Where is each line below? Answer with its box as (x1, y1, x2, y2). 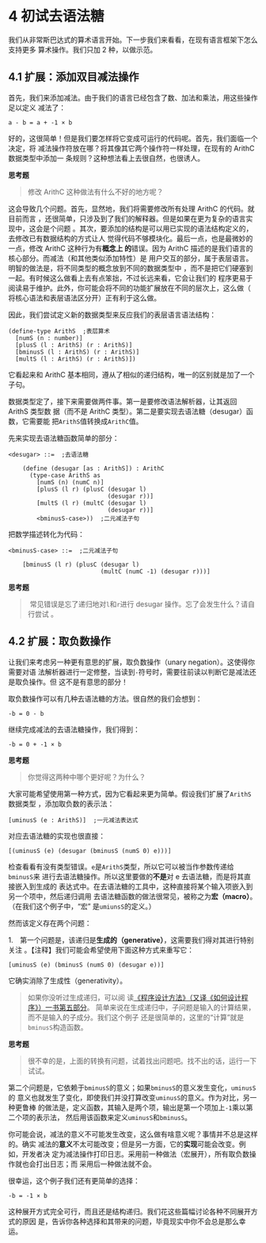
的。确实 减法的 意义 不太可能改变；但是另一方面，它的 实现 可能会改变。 (8, 1139, 239, 1149)
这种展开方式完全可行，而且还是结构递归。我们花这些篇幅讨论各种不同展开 (8, 1207, 251, 1216)
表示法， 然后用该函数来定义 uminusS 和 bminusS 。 (35, 1112, 192, 1122)
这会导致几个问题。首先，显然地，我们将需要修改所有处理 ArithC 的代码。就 (8, 204, 255, 213)
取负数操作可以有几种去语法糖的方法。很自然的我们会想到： (8, 694, 203, 703)
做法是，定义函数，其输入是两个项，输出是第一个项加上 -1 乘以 (44, 1103, 247, 1112)
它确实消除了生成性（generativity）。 (8, 976, 127, 985)
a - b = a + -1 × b (8, 118, 73, 127)
